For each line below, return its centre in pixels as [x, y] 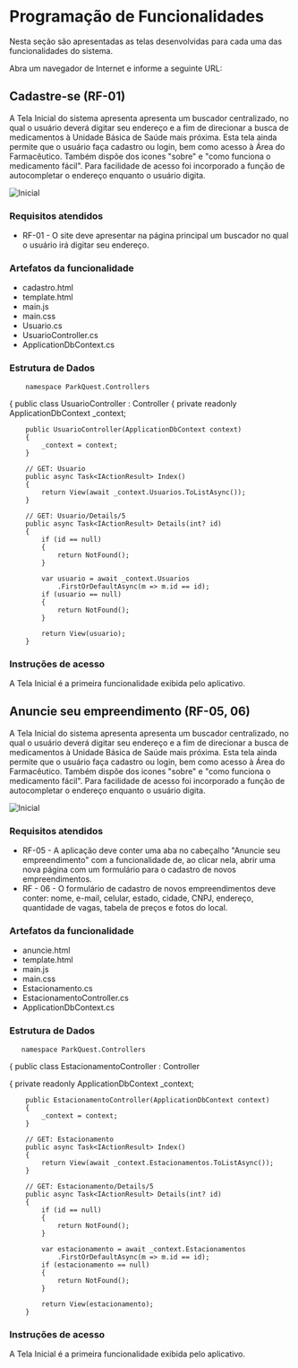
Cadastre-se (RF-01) [68, 96]
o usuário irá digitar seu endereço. [85, 245]
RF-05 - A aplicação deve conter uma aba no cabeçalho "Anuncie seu [151, 850]
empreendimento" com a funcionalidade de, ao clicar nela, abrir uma [149, 860]
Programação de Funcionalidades [136, 17]
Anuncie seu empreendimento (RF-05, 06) [130, 712]
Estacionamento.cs [57, 989]
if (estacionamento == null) [96, 1265]
